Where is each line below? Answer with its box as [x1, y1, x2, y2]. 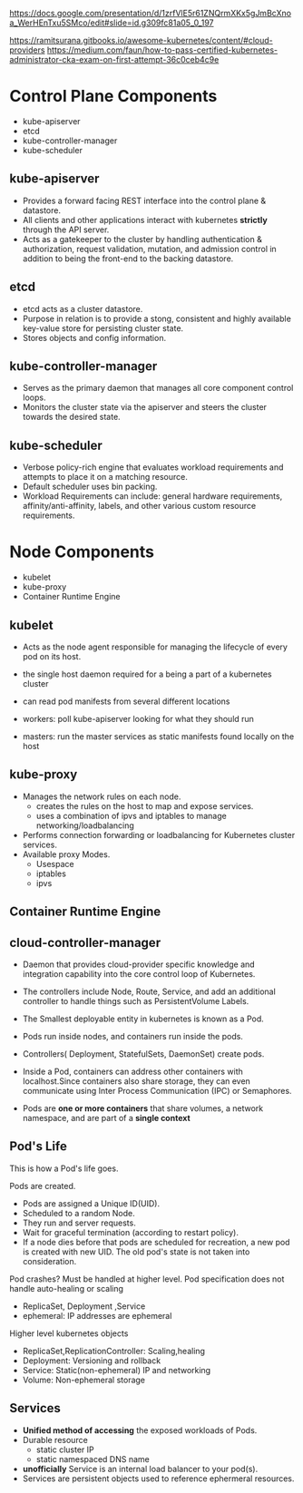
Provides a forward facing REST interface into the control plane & [22, 195, 267, 206]
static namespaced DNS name [35, 1453, 150, 1464]
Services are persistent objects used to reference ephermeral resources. [22, 1473, 295, 1484]
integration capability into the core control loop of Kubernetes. [22, 968, 256, 979]
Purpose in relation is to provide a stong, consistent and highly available [22, 313, 292, 324]
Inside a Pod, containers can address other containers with [22, 1066, 243, 1077]
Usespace [35, 858, 74, 869]
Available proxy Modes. [22, 848, 111, 860]
